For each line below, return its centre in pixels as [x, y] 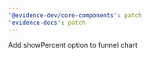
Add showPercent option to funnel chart [73, 45]
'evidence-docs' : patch [47, 23]
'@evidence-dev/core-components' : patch [75, 15]
